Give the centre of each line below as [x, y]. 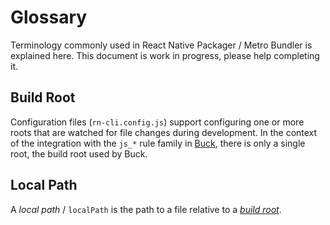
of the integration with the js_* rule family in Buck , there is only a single [158, 143]
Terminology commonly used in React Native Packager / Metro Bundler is [161, 45]
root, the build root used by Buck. [79, 153]
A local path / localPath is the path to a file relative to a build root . [146, 209]
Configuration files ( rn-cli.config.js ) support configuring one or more [157, 122]
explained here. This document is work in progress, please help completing [165, 55]
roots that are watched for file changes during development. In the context [164, 132]
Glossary [49, 17]
